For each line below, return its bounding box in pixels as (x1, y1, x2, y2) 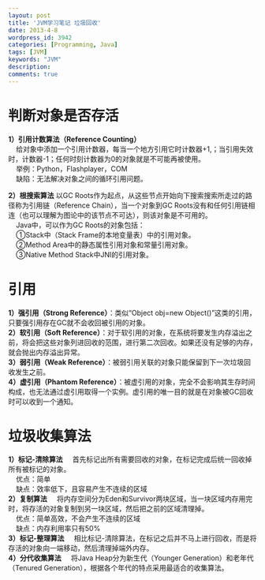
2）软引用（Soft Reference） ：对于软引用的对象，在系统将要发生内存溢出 (8, 327, 246, 337)
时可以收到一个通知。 (8, 396, 77, 406)
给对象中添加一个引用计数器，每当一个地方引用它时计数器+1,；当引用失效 (15, 144, 254, 154)
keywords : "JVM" (8, 56, 62, 64)
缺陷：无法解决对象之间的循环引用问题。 (15, 174, 147, 183)
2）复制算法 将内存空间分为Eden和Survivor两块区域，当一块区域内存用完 (8, 494, 253, 503)
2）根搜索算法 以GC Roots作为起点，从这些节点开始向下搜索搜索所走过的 (8, 190, 246, 200)
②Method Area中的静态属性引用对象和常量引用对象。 (15, 240, 192, 249)
